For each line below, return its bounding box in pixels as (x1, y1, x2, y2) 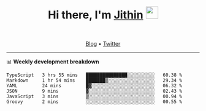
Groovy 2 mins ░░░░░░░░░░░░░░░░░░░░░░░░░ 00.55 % (6, 98, 183, 105)
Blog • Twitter (85, 40, 121, 47)
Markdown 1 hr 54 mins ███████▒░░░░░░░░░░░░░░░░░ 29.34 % (6, 77, 183, 84)
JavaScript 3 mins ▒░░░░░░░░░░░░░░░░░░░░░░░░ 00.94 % (6, 93, 183, 99)
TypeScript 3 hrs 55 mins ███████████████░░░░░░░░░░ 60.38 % (6, 72, 183, 78)
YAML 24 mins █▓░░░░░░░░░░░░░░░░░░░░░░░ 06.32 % (6, 82, 183, 88)
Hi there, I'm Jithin (48, 8, 143, 22)
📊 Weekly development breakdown (6, 58, 99, 65)
